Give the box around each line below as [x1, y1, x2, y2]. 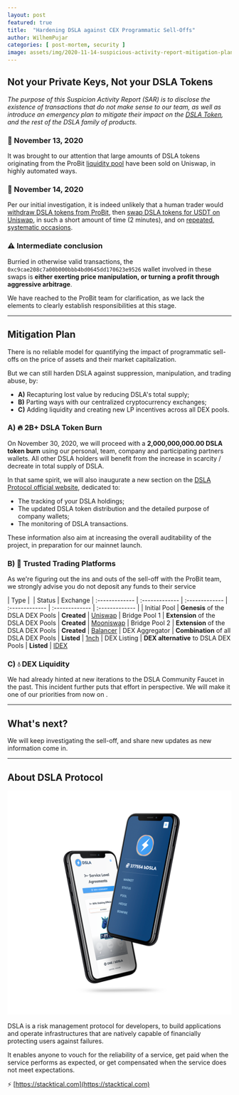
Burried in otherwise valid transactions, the [7, 257, 134, 266]
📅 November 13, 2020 [7, 135, 84, 145]
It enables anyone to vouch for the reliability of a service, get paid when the [7, 1051, 229, 1059]
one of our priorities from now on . [7, 690, 108, 699]
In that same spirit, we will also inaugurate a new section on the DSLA [7, 475, 211, 484]
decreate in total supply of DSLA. [7, 461, 105, 470]
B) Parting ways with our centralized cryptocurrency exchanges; [17, 397, 207, 406]
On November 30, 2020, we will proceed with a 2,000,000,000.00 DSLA [7, 439, 223, 447]
